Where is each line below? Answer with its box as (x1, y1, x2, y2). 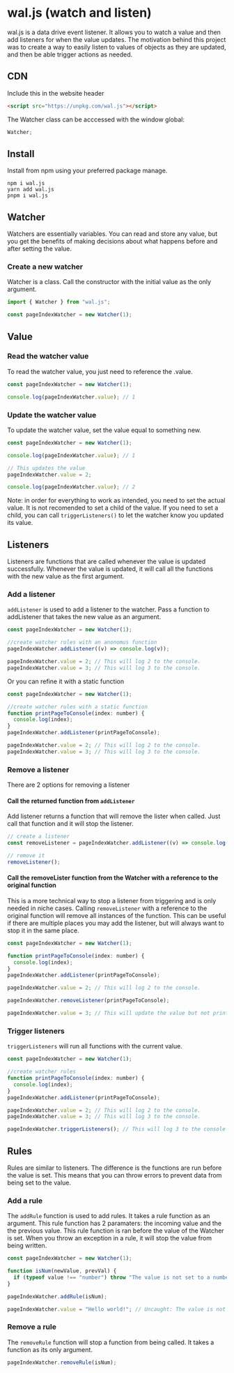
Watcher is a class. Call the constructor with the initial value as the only (7, 278, 211, 286)
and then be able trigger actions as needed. (7, 50, 133, 59)
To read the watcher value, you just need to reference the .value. (7, 367, 193, 376)
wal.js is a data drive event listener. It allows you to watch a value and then (7, 28, 221, 36)
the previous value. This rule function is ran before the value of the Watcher (7, 1226, 224, 1235)
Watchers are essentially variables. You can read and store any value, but (7, 230, 218, 238)
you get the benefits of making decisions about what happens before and (7, 237, 218, 246)
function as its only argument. (7, 1345, 93, 1353)
